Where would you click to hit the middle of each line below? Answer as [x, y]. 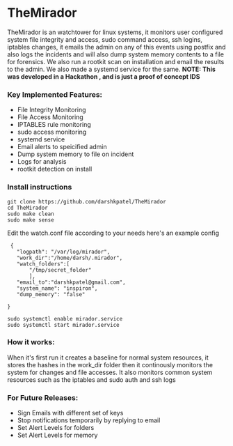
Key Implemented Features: [55, 94]
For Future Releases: [43, 397]
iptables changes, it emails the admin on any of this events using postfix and [116, 47]
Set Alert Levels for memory [57, 435]
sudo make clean [31, 214]
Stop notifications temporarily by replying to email [89, 420]
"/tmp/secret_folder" [60, 270]
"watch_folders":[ [43, 264]
